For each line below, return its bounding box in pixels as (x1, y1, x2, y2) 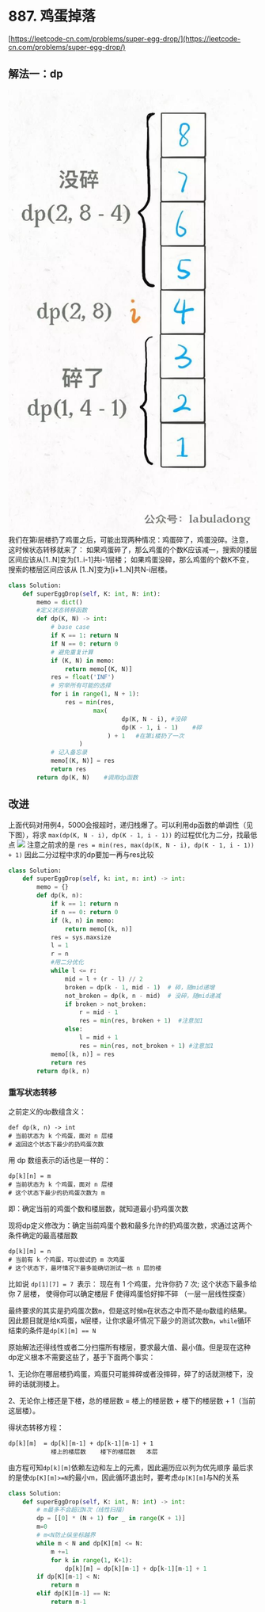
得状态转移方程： (8, 1423, 64, 1432)
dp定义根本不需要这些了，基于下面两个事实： (8, 1352, 156, 1362)
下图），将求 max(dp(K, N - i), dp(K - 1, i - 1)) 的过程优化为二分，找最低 (8, 829, 258, 840)
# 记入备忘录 (50, 749, 88, 756)
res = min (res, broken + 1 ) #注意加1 (78, 1017, 203, 1025)
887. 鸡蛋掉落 (8, 7, 97, 25)
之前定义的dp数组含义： (8, 1107, 87, 1116)
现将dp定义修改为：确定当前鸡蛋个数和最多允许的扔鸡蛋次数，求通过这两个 (8, 1221, 253, 1230)
